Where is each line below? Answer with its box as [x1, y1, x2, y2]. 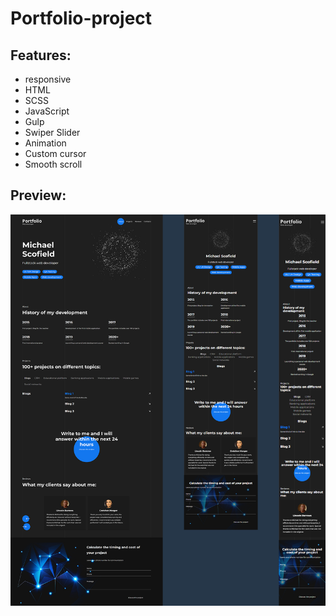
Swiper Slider [24, 127, 81, 138]
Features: [10, 47, 72, 64]
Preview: [10, 187, 67, 204]
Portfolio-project [10, 7, 153, 30]
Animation [24, 137, 67, 149]
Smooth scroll [24, 158, 83, 170]
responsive [24, 73, 72, 85]
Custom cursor [24, 148, 87, 159]
